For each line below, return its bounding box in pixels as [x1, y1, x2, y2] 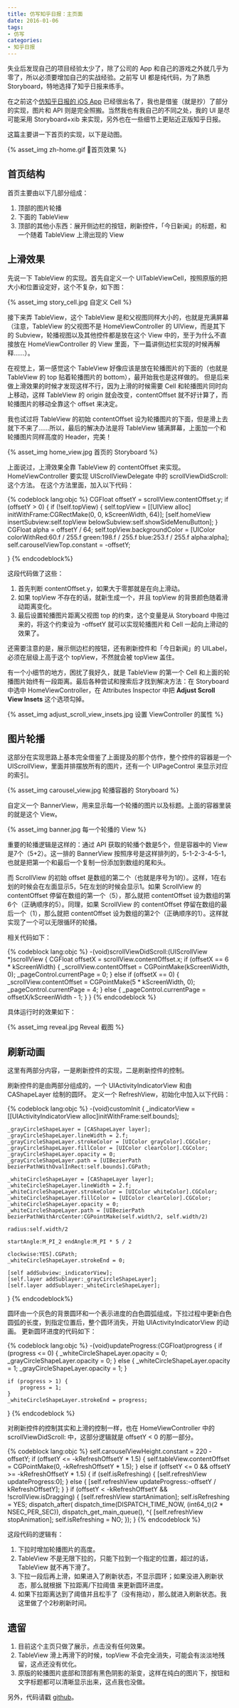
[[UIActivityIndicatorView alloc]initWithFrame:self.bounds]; [7, 1112, 179, 1121]
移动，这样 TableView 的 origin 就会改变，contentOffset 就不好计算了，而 [13, 390, 228, 399]
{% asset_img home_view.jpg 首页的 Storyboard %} [7, 448, 158, 456]
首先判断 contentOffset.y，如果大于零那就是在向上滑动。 [17, 584, 184, 592]
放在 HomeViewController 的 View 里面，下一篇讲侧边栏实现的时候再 [13, 340, 215, 348]
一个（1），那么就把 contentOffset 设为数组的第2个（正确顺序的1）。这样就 [13, 909, 229, 918]
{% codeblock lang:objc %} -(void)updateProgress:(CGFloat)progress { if [7, 1341, 223, 1350]
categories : [7, 37, 43, 44]
